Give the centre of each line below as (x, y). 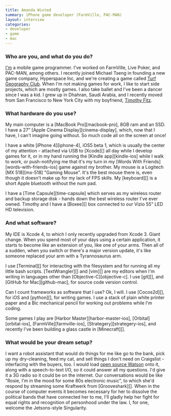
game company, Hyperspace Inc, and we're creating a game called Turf (81, 79)
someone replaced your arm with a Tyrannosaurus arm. (64, 256)
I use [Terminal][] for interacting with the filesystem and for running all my (83, 266)
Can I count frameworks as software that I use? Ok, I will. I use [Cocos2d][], (85, 292)
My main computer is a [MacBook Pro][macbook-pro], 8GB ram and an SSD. (86, 125)
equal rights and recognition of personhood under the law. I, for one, (77, 403)
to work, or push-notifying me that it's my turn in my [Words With (74, 162)
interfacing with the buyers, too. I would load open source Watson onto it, (82, 364)
